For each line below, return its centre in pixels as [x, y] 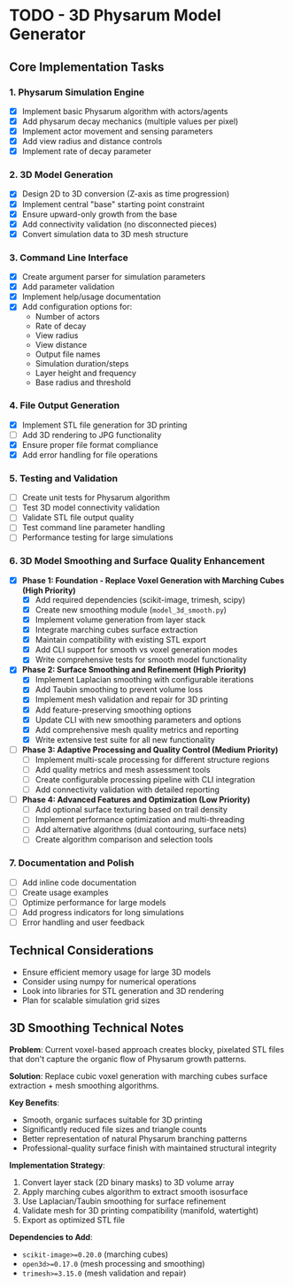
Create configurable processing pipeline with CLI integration [145, 779]
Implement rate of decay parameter [87, 151]
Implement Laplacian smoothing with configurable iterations [144, 680]
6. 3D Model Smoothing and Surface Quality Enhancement [137, 561]
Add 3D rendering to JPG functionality [92, 435]
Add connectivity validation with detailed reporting [127, 790]
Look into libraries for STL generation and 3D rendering [123, 990]
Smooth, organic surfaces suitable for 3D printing [112, 1120]
